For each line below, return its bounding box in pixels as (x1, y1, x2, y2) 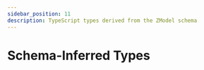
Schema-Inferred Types (7, 47, 150, 64)
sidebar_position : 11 (7, 10, 71, 18)
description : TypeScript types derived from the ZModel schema (7, 17, 198, 24)
